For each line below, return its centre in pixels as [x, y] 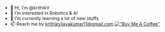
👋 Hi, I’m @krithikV [30, 8]
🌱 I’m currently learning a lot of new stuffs [54, 18]
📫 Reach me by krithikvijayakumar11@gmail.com [62, 24]
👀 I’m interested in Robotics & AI [44, 13]
